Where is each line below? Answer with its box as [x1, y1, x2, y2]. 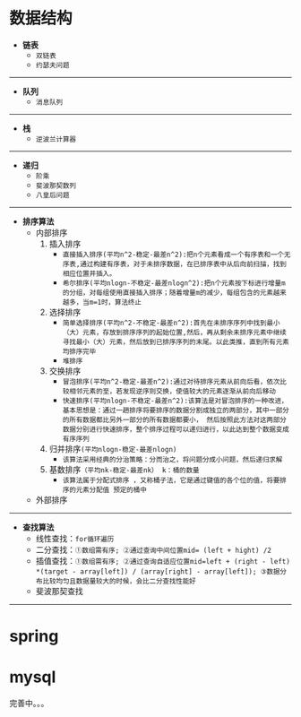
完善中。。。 [9, 698, 49, 709]
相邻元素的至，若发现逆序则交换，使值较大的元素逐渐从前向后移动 [69, 386, 276, 395]
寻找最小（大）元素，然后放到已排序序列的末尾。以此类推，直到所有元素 [62, 337, 289, 346]
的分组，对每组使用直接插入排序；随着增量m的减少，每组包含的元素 [62, 288, 273, 297]
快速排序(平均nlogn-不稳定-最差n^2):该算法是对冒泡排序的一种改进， [62, 396, 288, 405]
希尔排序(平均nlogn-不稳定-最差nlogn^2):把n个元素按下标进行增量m [62, 279, 286, 288]
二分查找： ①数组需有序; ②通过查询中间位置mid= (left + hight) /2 [35, 544, 271, 555]
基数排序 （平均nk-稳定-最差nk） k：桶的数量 [48, 463, 200, 475]
